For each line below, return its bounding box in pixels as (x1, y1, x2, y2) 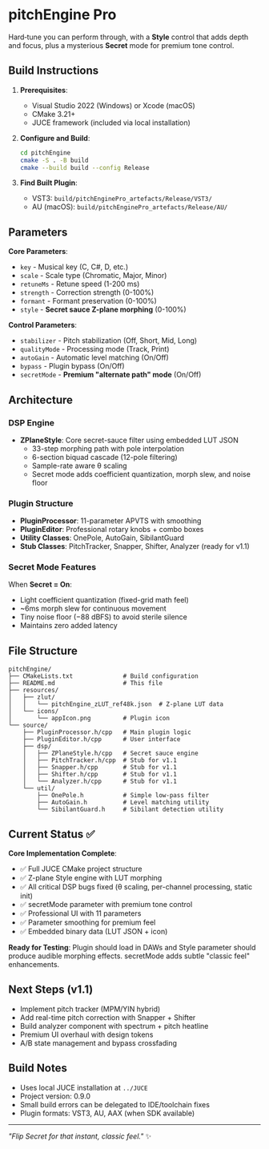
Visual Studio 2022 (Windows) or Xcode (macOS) (31, 100, 196, 110)
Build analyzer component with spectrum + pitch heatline (19, 1021, 209, 1030)
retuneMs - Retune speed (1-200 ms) (19, 279, 140, 289)
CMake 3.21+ (31, 109, 76, 119)
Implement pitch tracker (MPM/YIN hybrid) (19, 1004, 161, 1014)
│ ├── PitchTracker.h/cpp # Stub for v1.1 (22, 756, 178, 764)
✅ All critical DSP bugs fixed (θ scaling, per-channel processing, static (19, 882, 253, 892)
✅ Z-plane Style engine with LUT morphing (19, 873, 163, 883)
